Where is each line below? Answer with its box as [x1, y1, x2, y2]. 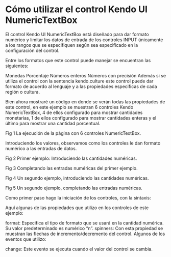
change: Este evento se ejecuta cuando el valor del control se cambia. [5, 246, 153, 252]
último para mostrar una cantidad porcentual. [5, 120, 101, 126]
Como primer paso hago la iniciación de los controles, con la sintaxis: [5, 194, 152, 201]
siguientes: [5, 63, 29, 69]
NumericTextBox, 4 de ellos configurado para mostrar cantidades [5, 109, 143, 116]
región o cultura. [5, 89, 40, 95]
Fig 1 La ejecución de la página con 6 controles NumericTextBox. [5, 130, 141, 136]
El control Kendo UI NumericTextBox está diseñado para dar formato [5, 31, 149, 37]
